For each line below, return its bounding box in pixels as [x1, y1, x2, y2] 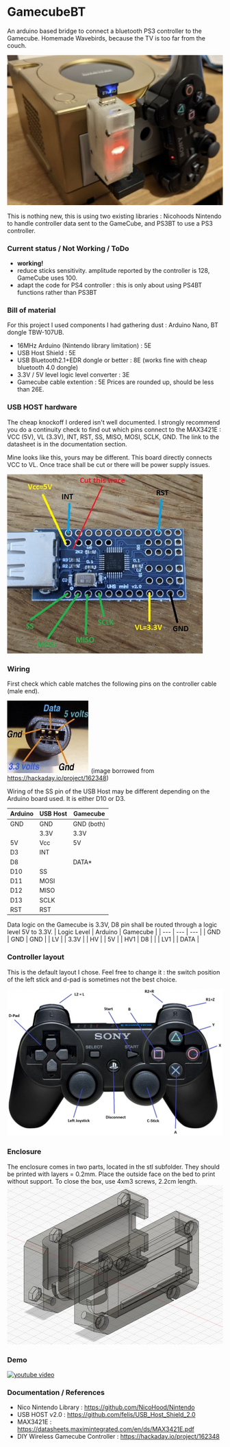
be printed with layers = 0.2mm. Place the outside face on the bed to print [7, 1170, 216, 1178]
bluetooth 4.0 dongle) [16, 363, 79, 372]
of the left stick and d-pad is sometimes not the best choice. [7, 975, 177, 983]
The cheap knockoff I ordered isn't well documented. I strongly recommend [7, 418, 220, 426]
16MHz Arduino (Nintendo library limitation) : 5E [16, 342, 152, 350]
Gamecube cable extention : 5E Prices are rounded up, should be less [16, 378, 214, 386]
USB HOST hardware [7, 403, 77, 412]
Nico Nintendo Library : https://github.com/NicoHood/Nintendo [16, 1403, 195, 1411]
